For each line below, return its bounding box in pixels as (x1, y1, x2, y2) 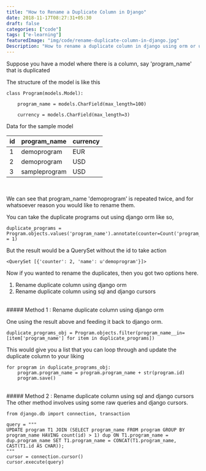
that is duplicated (6, 66, 50, 74)
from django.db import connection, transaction (6, 410, 131, 417)
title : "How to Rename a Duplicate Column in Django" (6, 9, 147, 15)
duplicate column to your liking (6, 352, 85, 359)
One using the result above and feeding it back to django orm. (6, 318, 163, 325)
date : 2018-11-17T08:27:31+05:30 (6, 15, 92, 21)
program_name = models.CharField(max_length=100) (17, 101, 147, 107)
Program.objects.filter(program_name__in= (74, 329, 185, 336)
